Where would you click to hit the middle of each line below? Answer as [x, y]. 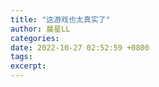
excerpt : [28, 66]
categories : [35, 38]
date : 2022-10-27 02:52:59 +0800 [80, 47]
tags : [21, 57]
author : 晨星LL [40, 29]
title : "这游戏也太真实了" [60, 19]
